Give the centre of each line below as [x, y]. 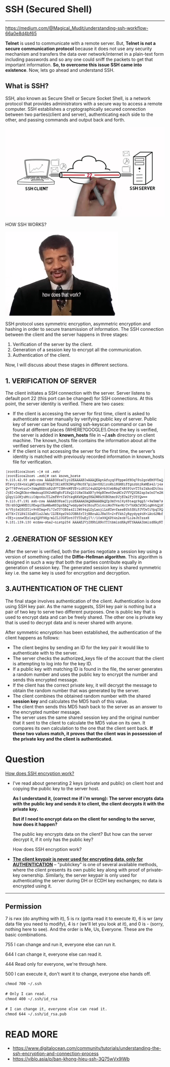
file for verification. [32, 462]
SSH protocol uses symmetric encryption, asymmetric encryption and [78, 324]
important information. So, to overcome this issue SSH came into [74, 65]
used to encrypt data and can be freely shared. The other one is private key [84, 617]
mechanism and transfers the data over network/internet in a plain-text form [84, 54]
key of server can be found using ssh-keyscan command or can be [82, 424]
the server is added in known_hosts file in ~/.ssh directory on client [84, 435]
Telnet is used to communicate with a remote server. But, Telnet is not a [80, 43]
